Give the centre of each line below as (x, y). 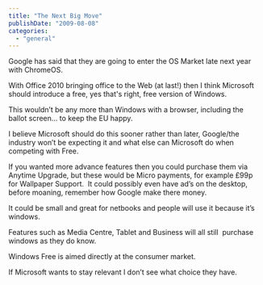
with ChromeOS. (35, 70)
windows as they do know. (52, 241)
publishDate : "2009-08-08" (54, 23)
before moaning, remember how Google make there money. (108, 193)
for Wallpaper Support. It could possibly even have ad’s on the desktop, (128, 184)
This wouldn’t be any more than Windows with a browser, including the (126, 110)
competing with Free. (44, 151)
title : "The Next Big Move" (56, 16)
